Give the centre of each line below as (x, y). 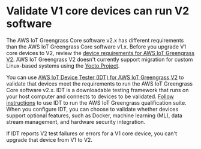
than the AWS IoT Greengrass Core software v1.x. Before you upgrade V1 (96, 47)
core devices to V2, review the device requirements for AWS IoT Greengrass (100, 53)
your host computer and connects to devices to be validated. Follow (90, 96)
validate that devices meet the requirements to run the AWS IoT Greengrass (100, 83)
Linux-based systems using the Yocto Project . (63, 66)
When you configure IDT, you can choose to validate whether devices (92, 109)
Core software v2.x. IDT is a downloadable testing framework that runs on (97, 90)
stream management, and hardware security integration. (76, 121)
